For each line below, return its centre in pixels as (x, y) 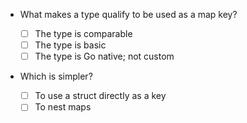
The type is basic (70, 45)
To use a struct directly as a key (100, 96)
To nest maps (63, 107)
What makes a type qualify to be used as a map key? (128, 14)
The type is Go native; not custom (104, 56)
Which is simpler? (56, 76)
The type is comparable (83, 33)
